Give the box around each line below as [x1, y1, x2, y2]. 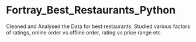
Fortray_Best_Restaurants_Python [6, 3, 176, 17]
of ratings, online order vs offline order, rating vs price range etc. [6, 29, 163, 36]
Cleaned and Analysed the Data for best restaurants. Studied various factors [6, 23, 190, 30]
